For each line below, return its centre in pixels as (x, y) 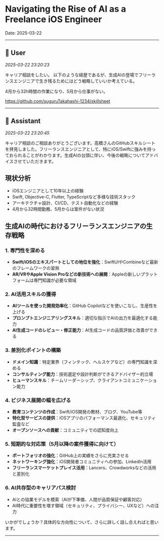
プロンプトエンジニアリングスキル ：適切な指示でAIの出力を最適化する (82, 318)
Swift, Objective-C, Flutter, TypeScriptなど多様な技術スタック (74, 197)
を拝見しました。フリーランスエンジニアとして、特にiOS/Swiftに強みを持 (78, 149)
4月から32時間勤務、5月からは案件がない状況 (58, 209)
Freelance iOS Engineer (54, 19)
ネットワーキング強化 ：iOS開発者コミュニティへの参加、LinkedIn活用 (82, 462)
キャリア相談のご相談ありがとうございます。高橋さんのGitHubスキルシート (80, 143)
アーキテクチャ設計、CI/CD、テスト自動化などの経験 (65, 203)
